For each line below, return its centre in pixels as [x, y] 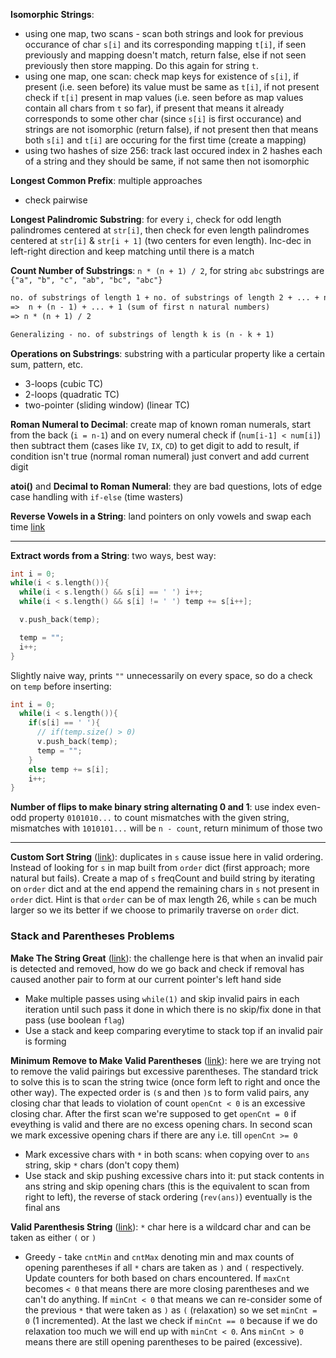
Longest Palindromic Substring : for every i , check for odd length [146, 219]
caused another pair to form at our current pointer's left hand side [146, 979]
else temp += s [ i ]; [69, 769]
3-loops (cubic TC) [64, 383]
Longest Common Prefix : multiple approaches [106, 180]
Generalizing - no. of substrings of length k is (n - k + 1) [142, 334]
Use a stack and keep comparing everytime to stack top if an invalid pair [174, 1030]
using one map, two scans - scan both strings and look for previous [164, 33]
